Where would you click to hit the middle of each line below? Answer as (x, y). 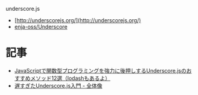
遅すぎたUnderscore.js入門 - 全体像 (58, 85)
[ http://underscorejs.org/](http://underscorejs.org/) (78, 20)
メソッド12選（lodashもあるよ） (70, 78)
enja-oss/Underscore (41, 27)
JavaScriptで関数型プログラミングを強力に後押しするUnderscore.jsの (101, 70)
